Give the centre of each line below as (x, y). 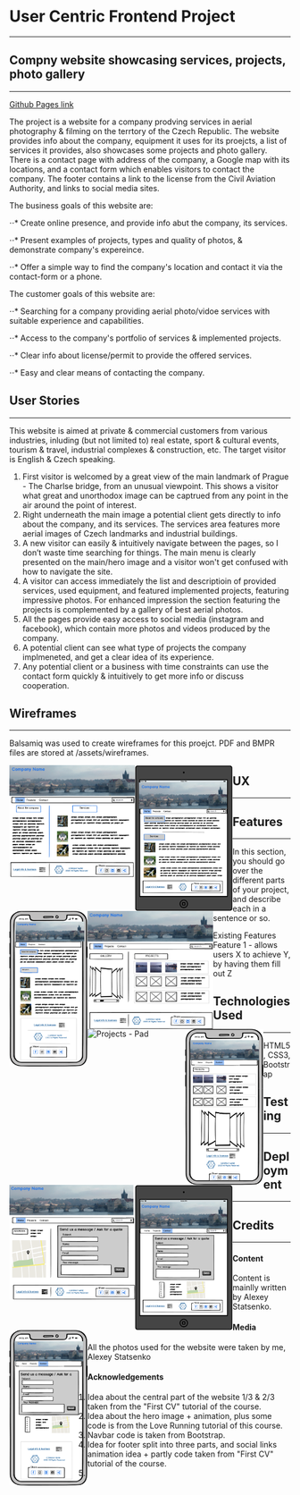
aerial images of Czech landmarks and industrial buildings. (130, 533)
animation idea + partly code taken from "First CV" (181, 1454)
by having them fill (247, 964)
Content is (251, 1278)
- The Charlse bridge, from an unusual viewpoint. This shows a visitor (150, 486)
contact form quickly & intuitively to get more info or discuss (133, 676)
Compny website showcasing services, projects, (148, 60)
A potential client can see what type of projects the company (134, 647)
